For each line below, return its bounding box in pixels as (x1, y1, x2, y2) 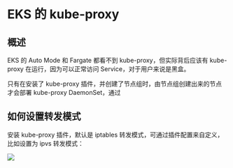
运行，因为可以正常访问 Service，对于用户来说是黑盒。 (31, 65, 190, 73)
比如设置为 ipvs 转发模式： (7, 139, 84, 147)
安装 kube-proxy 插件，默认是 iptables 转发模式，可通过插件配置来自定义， (7, 130, 224, 139)
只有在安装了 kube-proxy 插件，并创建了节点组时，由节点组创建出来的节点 (7, 79, 223, 88)
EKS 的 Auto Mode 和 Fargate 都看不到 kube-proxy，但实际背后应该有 (7, 56, 209, 64)
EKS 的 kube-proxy (7, 6, 120, 22)
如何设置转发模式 (7, 111, 81, 123)
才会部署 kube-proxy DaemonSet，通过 (7, 89, 121, 96)
